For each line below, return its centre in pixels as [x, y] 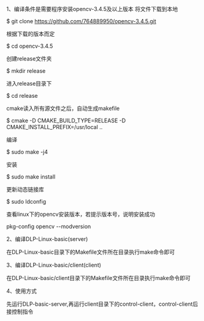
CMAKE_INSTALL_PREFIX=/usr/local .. [55, 127]
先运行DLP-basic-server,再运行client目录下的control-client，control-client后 [102, 304]
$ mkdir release [26, 71]
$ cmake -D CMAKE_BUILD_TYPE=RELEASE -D [66, 120]
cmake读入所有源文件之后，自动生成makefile [63, 108]
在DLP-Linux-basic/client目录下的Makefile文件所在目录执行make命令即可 [99, 278]
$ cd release [22, 96]
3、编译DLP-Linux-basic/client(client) [54, 265]
